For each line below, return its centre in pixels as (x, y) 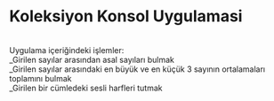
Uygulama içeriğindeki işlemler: (67, 50)
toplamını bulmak (40, 78)
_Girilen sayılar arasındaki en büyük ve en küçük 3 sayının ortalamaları (137, 69)
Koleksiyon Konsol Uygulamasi (126, 16)
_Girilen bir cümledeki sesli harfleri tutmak (86, 88)
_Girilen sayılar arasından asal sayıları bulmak (92, 59)
